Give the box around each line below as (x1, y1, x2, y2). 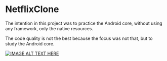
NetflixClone (5, 4, 59, 15)
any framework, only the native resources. (5, 25, 94, 31)
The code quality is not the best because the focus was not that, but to (5, 35, 153, 41)
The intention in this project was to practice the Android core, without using (5, 20, 163, 26)
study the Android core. (5, 40, 55, 46)
